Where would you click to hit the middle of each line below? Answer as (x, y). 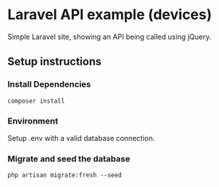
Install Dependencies (49, 84)
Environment (33, 121)
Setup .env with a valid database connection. (81, 138)
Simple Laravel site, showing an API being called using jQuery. (109, 37)
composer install (36, 101)
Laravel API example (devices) (110, 15)
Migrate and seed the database (69, 158)
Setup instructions (55, 62)
